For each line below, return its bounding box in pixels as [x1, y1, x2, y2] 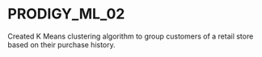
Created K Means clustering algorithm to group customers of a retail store [7, 31, 254, 41]
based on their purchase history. [7, 39, 116, 49]
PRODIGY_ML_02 [7, 5, 125, 23]
